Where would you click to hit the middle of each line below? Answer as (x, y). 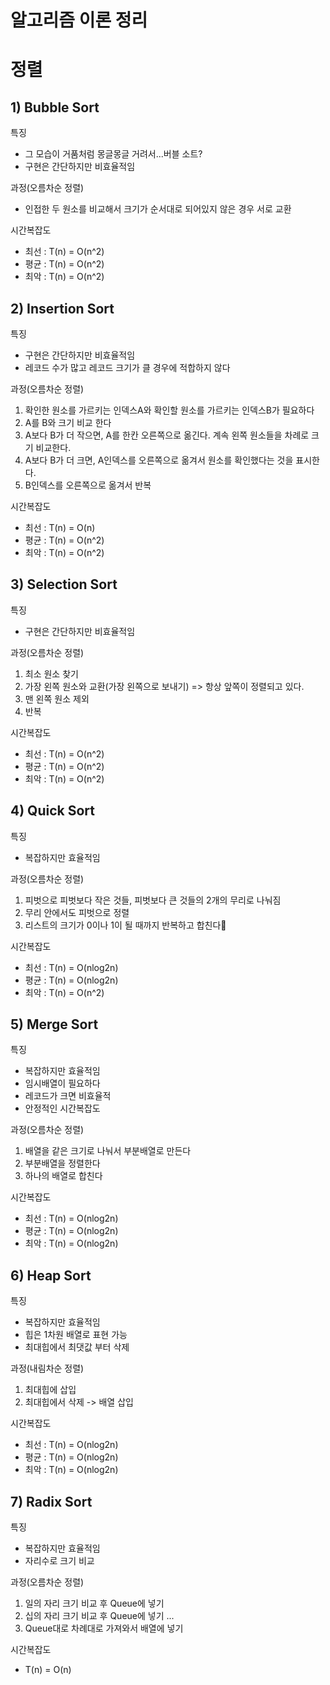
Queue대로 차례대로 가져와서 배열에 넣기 (104, 1628)
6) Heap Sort (51, 1275)
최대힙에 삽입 (50, 1390)
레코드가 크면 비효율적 (68, 1096)
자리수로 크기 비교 (59, 1561)
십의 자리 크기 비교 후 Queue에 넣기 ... (99, 1616)
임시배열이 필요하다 (62, 1083)
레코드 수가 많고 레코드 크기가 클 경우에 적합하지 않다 (127, 367)
